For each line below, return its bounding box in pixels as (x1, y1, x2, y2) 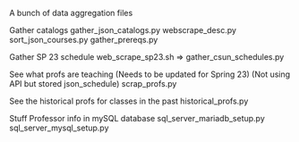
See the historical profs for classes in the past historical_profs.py (9, 96, 249, 106)
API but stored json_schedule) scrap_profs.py (9, 79, 177, 88)
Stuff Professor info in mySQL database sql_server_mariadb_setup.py (9, 113, 266, 123)
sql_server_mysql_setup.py (9, 122, 109, 133)
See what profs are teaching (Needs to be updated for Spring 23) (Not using (9, 69, 291, 79)
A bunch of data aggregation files (9, 8, 133, 18)
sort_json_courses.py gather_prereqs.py (9, 35, 158, 45)
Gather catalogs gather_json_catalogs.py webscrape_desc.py (9, 25, 237, 35)
